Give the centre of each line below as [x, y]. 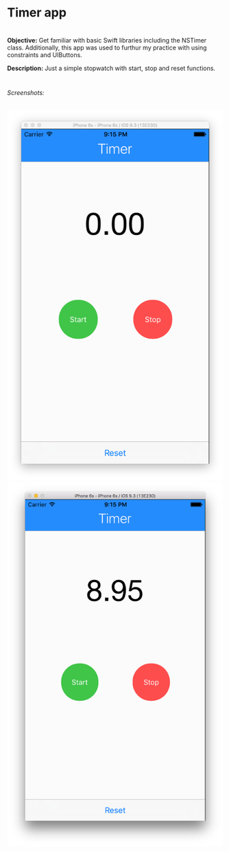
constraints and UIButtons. [45, 55]
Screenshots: [26, 92]
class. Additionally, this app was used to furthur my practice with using [107, 48]
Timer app [37, 13]
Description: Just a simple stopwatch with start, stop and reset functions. [111, 68]
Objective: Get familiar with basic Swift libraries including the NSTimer [107, 41]
